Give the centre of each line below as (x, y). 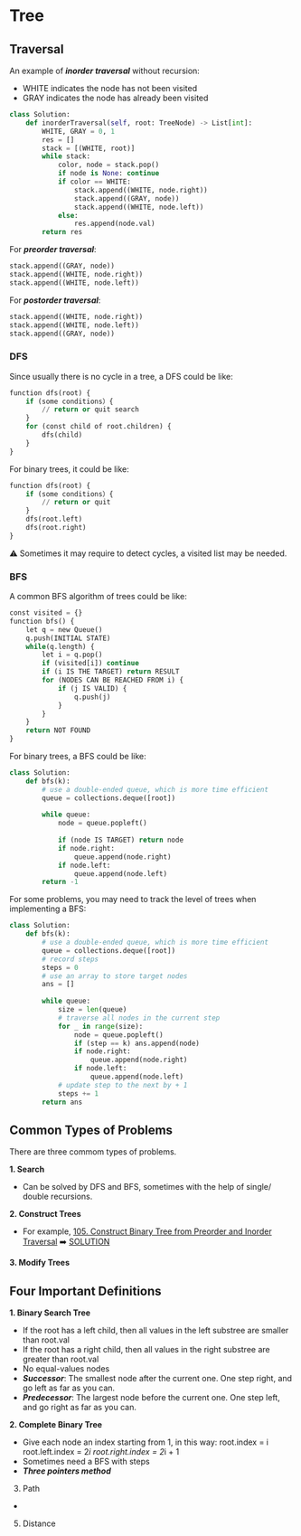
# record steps (71, 959)
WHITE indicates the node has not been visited (109, 88)
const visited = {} (46, 613)
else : (68, 215)
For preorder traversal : (53, 250)
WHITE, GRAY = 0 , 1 (79, 131)
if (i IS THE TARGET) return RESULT (111, 672)
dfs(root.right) (56, 528)
